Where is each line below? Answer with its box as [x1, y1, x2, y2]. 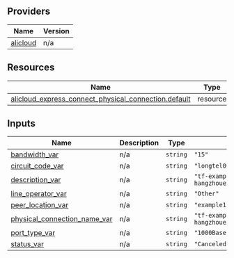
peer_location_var [10, 200, 69, 210]
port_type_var [10, 228, 56, 238]
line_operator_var [10, 189, 68, 199]
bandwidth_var [10, 150, 59, 159]
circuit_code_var [10, 161, 64, 171]
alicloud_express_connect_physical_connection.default [10, 94, 191, 104]
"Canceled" [194, 240, 231, 248]
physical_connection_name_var [10, 214, 113, 224]
